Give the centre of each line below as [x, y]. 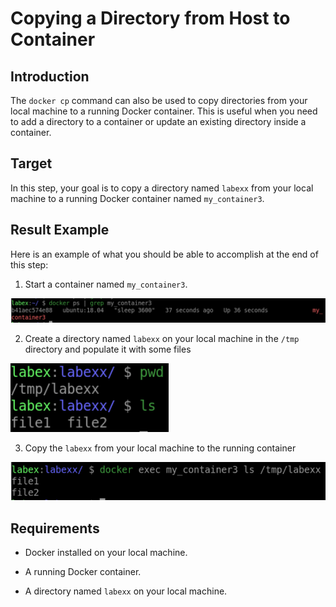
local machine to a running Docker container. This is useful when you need [164, 111]
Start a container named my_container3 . [106, 284]
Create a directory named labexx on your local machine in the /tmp [162, 338]
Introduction [50, 76]
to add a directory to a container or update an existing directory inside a [158, 121]
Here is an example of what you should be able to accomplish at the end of [164, 254]
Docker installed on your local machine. [106, 552]
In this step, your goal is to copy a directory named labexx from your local [162, 188]
